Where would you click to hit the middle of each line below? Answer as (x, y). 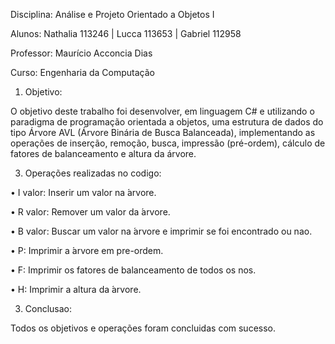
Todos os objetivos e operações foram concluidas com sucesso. (143, 328)
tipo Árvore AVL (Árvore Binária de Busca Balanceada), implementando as (163, 132)
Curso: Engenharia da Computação (82, 72)
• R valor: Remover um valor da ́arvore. (90, 212)
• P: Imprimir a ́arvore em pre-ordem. (87, 250)
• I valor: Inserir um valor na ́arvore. (83, 192)
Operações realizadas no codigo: (93, 173)
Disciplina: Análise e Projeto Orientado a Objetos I (112, 14)
